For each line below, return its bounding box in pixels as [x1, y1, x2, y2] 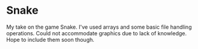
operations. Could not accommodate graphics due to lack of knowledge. [6, 29, 187, 36]
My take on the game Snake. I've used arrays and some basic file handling [6, 23, 192, 30]
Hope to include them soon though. [6, 36, 95, 43]
